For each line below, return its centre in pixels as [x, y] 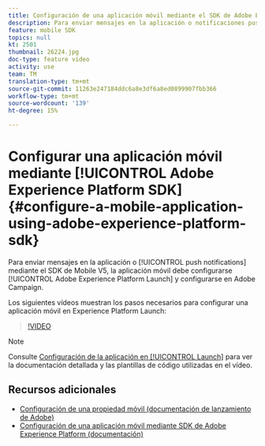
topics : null [30, 37]
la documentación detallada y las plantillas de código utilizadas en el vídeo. [130, 365]
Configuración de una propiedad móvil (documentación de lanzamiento [135, 409]
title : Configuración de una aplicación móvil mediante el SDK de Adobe [130, 15]
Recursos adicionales [62, 390]
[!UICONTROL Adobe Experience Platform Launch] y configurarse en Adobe [132, 279]
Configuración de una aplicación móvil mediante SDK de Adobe [123, 426]
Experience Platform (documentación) [81, 433]
